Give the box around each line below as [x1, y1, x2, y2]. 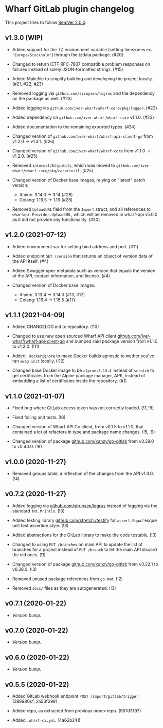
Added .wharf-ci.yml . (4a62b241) [12, 717, 81, 723]
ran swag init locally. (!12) [12, 358, 65, 364]
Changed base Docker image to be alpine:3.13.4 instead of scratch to [12, 367, 155, 373]
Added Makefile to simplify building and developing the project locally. [12, 75, 153, 81]
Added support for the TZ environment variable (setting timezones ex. [12, 46, 152, 52]
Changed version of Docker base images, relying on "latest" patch [12, 177, 145, 183]
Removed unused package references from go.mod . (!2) [12, 576, 123, 582]
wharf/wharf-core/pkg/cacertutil [12, 168, 80, 173]
